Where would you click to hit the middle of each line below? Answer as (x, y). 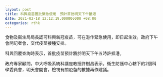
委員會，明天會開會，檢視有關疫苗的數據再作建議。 (60, 70)
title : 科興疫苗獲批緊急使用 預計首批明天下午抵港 (50, 14)
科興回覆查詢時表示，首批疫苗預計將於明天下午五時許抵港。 (65, 53)
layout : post (18, 9)
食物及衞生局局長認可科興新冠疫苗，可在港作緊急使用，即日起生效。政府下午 (81, 37)
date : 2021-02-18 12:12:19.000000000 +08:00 (51, 18)
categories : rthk (23, 23)
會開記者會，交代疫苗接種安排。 (37, 43)
